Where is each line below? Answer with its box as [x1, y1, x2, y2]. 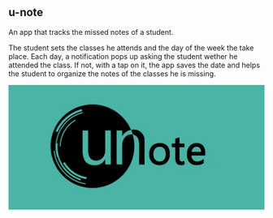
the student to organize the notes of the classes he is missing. [8, 68, 217, 79]
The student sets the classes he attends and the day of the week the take [8, 43, 254, 53]
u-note [8, 6, 44, 19]
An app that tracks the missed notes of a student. [8, 27, 174, 36]
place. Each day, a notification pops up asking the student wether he [8, 51, 238, 61]
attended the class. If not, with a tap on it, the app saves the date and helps [8, 60, 261, 70]
